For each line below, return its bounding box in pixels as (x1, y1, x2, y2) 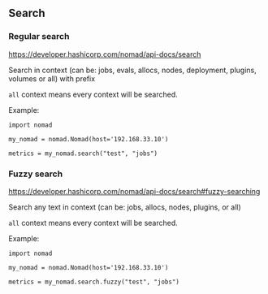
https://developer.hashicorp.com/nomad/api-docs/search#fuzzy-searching (8, 186, 261, 196)
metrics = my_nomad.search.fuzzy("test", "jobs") (8, 278, 180, 286)
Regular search (8, 31, 70, 42)
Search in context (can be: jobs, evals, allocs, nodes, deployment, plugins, (8, 65, 257, 75)
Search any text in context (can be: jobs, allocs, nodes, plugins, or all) (8, 202, 241, 212)
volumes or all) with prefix (8, 73, 96, 84)
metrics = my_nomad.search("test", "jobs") (8, 149, 158, 158)
